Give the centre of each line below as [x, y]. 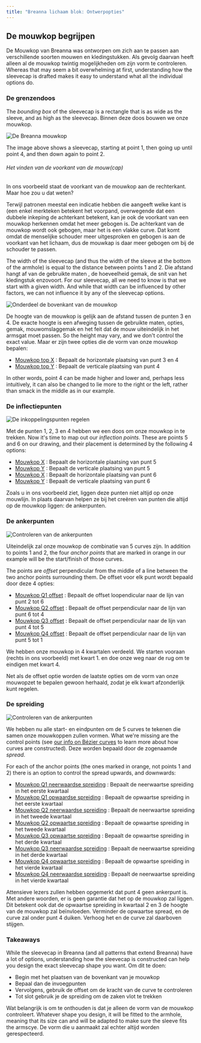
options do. [20, 83]
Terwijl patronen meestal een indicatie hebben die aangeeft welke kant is [96, 204]
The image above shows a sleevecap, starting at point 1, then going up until [99, 148]
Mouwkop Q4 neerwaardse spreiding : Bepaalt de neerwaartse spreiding [105, 874]
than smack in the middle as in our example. [61, 391]
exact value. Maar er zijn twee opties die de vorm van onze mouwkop [92, 341]
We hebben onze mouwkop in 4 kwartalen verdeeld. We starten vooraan [96, 652]
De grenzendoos [31, 98]
